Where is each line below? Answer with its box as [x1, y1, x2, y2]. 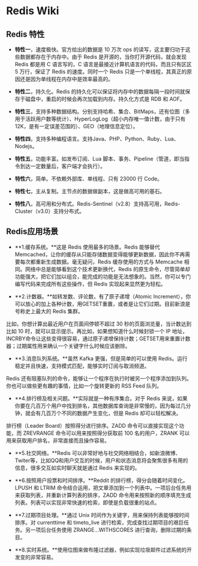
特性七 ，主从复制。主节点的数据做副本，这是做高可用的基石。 [14, 188, 165, 194]
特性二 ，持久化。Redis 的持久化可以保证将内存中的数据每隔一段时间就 [14, 88, 186, 95]
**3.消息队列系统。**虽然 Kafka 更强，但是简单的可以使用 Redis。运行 [14, 354, 188, 362]
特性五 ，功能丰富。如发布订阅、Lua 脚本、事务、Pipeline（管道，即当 [14, 155, 185, 162]
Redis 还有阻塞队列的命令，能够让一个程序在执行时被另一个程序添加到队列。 [6, 375, 192, 382]
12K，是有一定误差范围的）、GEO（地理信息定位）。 [14, 123, 138, 129]
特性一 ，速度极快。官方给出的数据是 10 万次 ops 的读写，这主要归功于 [14, 46, 186, 53]
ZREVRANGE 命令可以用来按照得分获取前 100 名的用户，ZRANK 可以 [22, 430, 190, 437]
